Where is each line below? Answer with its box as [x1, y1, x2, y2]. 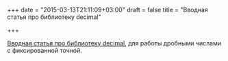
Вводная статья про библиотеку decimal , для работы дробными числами [7, 39, 221, 47]
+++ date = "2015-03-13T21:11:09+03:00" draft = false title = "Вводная [7, 6, 209, 14]
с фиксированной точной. [7, 47, 82, 54]
